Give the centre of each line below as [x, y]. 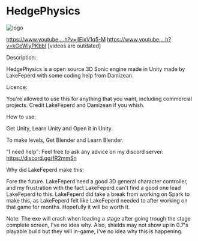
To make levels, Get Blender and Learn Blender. [65, 140]
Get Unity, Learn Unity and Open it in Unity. [59, 128]
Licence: [17, 87]
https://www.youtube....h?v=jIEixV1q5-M [56, 39]
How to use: [21, 117]
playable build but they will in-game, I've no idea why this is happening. [94, 231]
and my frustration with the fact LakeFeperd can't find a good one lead [94, 188]
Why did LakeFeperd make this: [45, 169]
